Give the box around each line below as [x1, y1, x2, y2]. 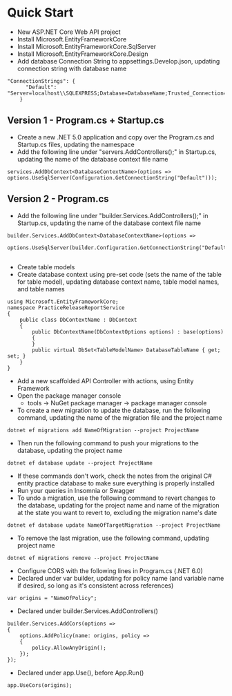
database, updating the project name [17, 446, 123, 454]
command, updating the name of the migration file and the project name [17, 413, 222, 422]
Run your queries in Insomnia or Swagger [17, 486, 135, 494]
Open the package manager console [17, 391, 122, 400]
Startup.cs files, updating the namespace [17, 140, 135, 148]
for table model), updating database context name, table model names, [17, 278, 220, 286]
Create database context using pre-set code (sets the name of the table [17, 270, 222, 278]
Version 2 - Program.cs [7, 193, 109, 205]
